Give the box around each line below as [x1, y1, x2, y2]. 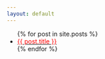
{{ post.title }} [16, 37, 57, 46]
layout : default [6, 10, 55, 18]
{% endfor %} [16, 44, 58, 53]
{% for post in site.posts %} [16, 29, 99, 38]
